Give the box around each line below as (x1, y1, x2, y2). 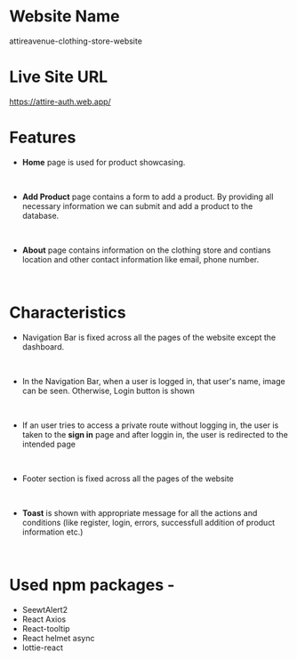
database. (21, 210, 60, 221)
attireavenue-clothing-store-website (9, 36, 142, 46)
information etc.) (21, 527, 84, 537)
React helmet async (21, 632, 95, 643)
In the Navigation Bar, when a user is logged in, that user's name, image (21, 375, 286, 386)
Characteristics (9, 302, 126, 322)
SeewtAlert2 (21, 604, 68, 615)
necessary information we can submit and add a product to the (21, 200, 253, 211)
